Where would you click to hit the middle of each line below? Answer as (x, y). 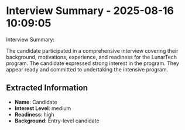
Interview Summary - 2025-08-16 (90, 11)
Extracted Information (47, 88)
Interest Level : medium (43, 108)
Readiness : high (34, 114)
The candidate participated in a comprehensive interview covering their (92, 50)
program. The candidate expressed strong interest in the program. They (93, 63)
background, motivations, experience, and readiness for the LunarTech (92, 57)
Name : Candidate (36, 102)
